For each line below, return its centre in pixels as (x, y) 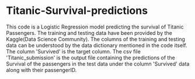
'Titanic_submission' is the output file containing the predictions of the (90, 58)
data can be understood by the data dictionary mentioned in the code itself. (97, 45)
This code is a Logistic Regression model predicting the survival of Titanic (95, 27)
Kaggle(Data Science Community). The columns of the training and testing (96, 39)
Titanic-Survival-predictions (77, 11)
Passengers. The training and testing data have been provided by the (89, 33)
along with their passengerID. (41, 70)
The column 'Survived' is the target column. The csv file (74, 51)
